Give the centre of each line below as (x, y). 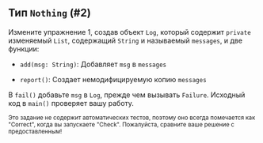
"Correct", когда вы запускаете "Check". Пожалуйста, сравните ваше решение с (122, 124)
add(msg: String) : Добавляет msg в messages (93, 64)
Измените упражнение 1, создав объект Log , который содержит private (130, 32)
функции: (24, 49)
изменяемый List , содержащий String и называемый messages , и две (126, 40)
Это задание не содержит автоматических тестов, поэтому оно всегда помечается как (132, 118)
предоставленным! (35, 131)
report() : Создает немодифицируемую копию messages (113, 79)
